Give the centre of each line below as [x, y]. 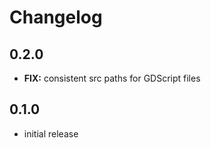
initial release [51, 133]
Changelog [56, 17]
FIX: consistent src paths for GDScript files [112, 78]
